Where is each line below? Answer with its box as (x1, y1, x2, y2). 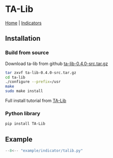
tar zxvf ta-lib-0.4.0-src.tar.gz (5, 70, 77, 75)
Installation (5, 34, 41, 43)
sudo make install (5, 88, 43, 94)
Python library (5, 110, 41, 117)
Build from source (5, 49, 49, 56)
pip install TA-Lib (5, 121, 46, 126)
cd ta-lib (5, 75, 26, 80)
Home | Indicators (5, 20, 42, 26)
